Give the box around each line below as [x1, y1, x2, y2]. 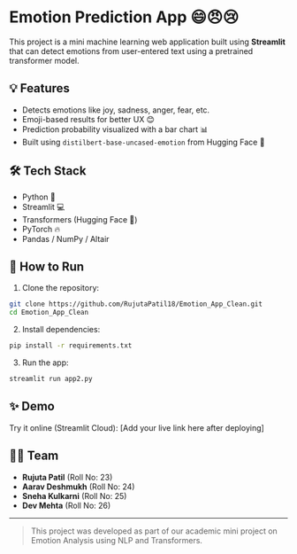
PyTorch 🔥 [21, 223, 61, 234]
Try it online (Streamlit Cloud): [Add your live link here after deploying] [9, 422, 265, 433]
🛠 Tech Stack [9, 163, 87, 179]
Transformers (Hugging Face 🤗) [21, 214, 138, 224]
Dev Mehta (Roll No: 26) [21, 500, 111, 511]
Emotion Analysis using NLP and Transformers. [30, 534, 203, 545]
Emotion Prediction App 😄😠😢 [9, 7, 240, 27]
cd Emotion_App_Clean [9, 308, 89, 317]
